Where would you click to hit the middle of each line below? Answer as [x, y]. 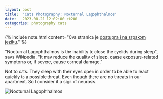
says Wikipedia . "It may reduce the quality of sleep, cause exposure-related [81, 57]
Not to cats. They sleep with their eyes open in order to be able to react [77, 72]
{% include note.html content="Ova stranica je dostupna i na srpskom [75, 37]
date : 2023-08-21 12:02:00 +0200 [41, 19]
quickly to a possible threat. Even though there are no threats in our [73, 77]
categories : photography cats [36, 23]
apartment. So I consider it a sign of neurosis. [51, 82]
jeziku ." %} [16, 42]
